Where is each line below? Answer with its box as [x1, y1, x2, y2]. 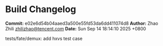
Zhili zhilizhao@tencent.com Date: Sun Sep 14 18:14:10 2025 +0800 [5, 25, 146, 31]
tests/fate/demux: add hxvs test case [5, 35, 83, 41]
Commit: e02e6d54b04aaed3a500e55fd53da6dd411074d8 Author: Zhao [5, 20, 158, 26]
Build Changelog [5, 4, 77, 15]
